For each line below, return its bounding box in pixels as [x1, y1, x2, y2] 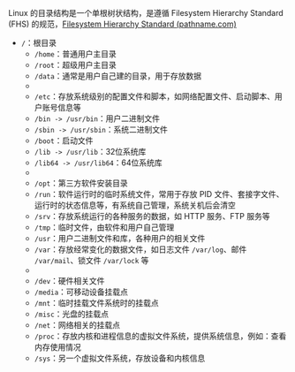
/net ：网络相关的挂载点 [34, 320, 121, 330]
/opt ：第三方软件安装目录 [34, 178, 129, 188]
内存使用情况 [34, 342, 81, 352]
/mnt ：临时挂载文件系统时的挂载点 [34, 298, 160, 307]
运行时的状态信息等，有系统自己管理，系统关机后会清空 [34, 200, 236, 210]
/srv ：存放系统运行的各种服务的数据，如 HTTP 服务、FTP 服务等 [34, 211, 270, 221]
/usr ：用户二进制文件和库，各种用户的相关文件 [34, 233, 206, 243]
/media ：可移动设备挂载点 [34, 286, 129, 297]
